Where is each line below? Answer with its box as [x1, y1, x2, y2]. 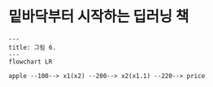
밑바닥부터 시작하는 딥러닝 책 [8, 7, 189, 26]
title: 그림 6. [8, 43, 57, 51]
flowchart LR [8, 58, 53, 66]
